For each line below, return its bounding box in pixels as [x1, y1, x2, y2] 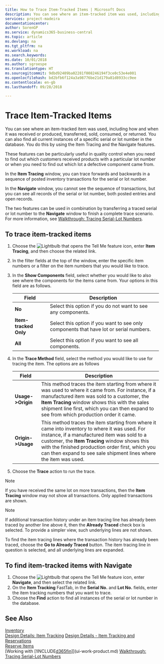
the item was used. [41, 456, 84, 463]
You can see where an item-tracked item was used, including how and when [5, 126, 159, 132]
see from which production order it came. [41, 412, 136, 418]
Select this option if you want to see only [49, 320, 143, 327]
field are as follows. [12, 283, 52, 289]
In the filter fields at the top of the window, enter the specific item [12, 258, 144, 264]
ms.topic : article [5, 35, 42, 40]
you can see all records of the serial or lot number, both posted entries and [5, 191, 156, 197]
